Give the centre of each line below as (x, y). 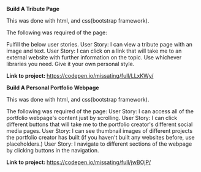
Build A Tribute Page (33, 9)
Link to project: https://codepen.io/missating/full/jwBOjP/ (79, 162)
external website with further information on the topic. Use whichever (94, 57)
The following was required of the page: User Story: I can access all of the (100, 111)
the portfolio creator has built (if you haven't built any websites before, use (100, 137)
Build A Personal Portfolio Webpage (53, 88)
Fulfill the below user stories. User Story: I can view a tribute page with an (100, 44)
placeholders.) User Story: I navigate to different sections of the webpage (99, 144)
